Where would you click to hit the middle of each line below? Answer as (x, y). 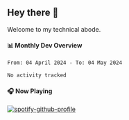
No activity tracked (37, 75)
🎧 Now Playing (30, 91)
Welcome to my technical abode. (54, 29)
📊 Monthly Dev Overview (45, 46)
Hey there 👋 (33, 13)
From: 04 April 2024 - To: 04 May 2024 (65, 63)
